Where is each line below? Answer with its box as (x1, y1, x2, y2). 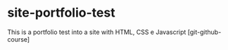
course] (7, 35, 30, 43)
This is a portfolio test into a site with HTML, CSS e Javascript (7, 28, 186, 36)
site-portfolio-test (7, 5, 115, 21)
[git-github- (187, 28, 222, 36)
